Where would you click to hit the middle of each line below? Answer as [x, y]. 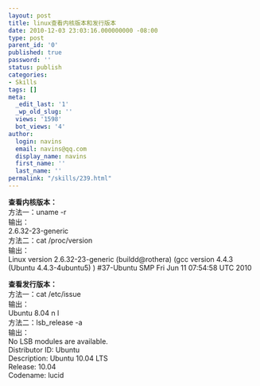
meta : [17, 97]
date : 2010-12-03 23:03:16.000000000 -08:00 [83, 30]
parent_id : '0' [33, 45]
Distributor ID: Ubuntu [44, 349]
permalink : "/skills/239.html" [60, 179]
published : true [35, 53]
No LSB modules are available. [58, 341]
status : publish [35, 68]
